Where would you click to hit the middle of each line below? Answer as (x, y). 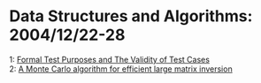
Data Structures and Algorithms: (131, 16)
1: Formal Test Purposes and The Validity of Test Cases (110, 59)
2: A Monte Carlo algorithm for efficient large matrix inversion (121, 69)
